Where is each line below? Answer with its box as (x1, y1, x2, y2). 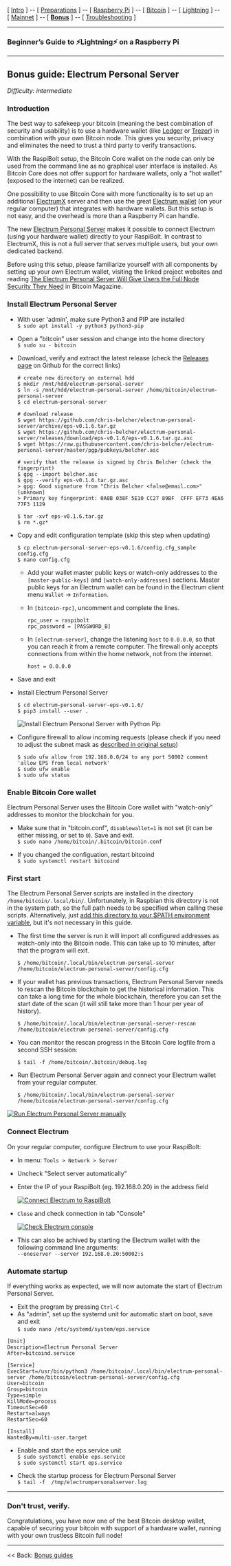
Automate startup (7, 1266, 68, 1276)
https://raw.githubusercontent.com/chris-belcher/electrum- (38, 440, 214, 448)
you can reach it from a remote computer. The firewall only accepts (27, 642, 219, 651)
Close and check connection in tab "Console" (16, 1209, 146, 1217)
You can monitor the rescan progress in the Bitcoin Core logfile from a (16, 1038, 216, 1047)
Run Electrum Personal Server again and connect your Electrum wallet (16, 1071, 217, 1079)
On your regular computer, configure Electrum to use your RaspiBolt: (7, 1142, 201, 1151)
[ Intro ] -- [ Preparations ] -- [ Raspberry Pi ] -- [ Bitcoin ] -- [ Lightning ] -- (7, 6, 221, 14)
